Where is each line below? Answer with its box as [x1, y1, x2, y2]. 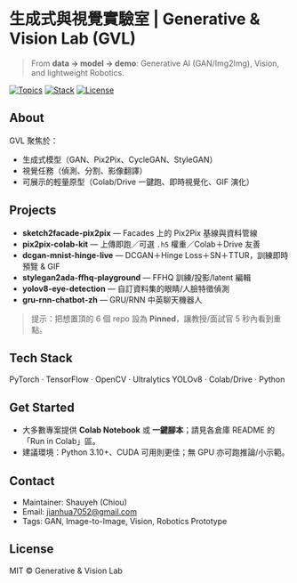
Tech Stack [9, 350, 73, 366]
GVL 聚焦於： [9, 135, 59, 146]
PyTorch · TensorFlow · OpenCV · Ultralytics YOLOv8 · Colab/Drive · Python [9, 374, 285, 385]
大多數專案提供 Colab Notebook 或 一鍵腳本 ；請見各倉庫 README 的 [21, 425, 276, 435]
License [9, 541, 54, 557]
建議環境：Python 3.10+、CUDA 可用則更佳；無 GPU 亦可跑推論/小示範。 [21, 447, 290, 457]
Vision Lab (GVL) [9, 28, 136, 49]
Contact [9, 474, 55, 489]
